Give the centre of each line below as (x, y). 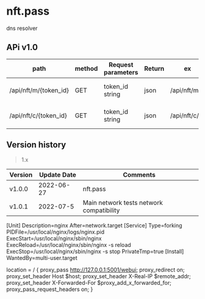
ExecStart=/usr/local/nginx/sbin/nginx (54, 238)
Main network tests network (123, 202)
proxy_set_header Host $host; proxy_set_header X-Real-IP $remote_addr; (99, 276)
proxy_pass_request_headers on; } (50, 289)
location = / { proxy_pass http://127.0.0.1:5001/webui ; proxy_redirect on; (95, 270)
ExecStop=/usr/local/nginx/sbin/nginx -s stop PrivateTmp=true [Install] (95, 251)
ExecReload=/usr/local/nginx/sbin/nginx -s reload (69, 245)
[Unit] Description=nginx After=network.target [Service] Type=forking (94, 225)
